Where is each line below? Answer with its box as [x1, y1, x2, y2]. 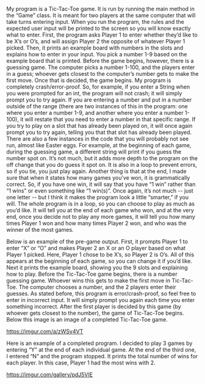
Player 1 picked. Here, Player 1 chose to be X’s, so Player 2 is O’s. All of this [6, 251, 195, 258]
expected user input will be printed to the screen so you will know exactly [6, 24, 191, 32]
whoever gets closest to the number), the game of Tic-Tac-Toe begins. [6, 309, 184, 317]
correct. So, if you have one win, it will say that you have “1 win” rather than [6, 180, 196, 188]
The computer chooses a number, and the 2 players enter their [18, 284, 176, 290]
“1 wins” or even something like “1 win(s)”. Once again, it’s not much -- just [6, 187, 193, 194]
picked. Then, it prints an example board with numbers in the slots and [6, 44, 184, 51]
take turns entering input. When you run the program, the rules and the [6, 18, 184, 25]
